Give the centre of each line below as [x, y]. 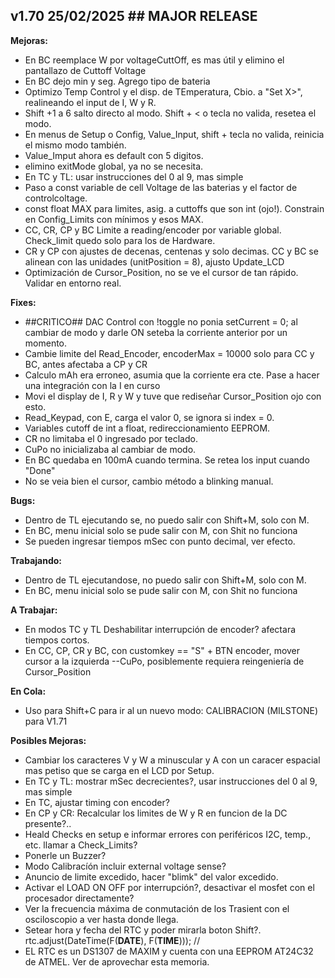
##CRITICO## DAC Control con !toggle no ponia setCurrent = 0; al [161, 321]
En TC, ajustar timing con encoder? [97, 802]
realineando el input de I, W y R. [90, 102]
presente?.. [48, 823]
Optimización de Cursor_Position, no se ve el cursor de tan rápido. [161, 272]
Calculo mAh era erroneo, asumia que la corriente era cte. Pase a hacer [172, 375]
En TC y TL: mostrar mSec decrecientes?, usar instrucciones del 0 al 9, [171, 781]
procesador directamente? [79, 898]
